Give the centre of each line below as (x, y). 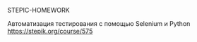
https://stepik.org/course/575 (50, 31)
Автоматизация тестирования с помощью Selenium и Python (99, 23)
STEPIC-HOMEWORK (38, 10)
